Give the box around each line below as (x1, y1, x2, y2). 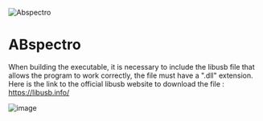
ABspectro (8, 36, 82, 54)
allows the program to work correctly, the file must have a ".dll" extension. (8, 71, 253, 80)
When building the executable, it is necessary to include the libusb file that (8, 62, 255, 71)
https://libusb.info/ (8, 87, 70, 97)
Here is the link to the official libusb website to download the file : (8, 79, 225, 88)
